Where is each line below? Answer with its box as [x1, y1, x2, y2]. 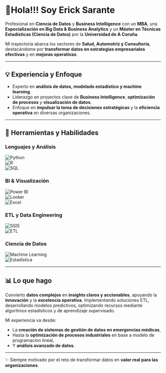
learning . [12, 88, 32, 94]
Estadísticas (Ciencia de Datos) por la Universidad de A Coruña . [5, 31, 139, 37]
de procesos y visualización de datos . [12, 99, 92, 105]
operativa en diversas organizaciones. [12, 110, 91, 116]
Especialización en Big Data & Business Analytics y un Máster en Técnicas [5, 26, 161, 32]
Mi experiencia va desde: [5, 317, 57, 323]
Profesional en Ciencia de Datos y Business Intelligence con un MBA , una [5, 21, 158, 27]
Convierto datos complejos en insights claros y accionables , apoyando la [5, 292, 157, 298]
